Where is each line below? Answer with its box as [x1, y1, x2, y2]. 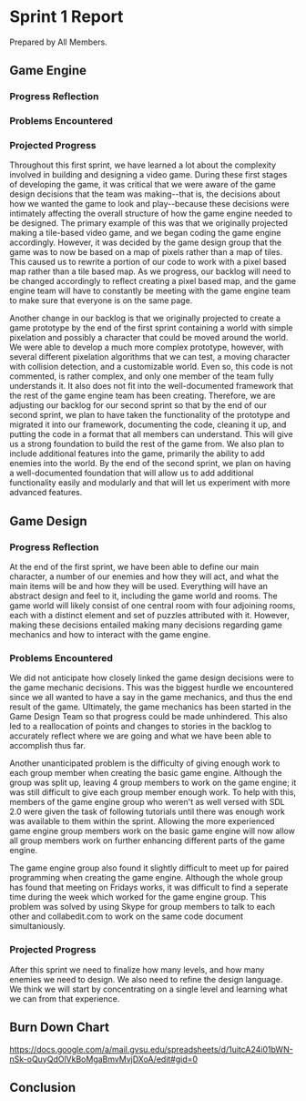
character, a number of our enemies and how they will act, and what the [9, 571, 280, 582]
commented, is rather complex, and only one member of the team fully [9, 371, 275, 382]
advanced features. [9, 487, 83, 498]
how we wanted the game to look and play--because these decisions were [9, 199, 290, 209]
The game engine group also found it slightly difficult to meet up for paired [9, 862, 290, 873]
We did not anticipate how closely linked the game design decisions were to [9, 672, 294, 684]
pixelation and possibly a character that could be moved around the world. [9, 332, 289, 343]
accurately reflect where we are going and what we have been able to [9, 730, 271, 741]
